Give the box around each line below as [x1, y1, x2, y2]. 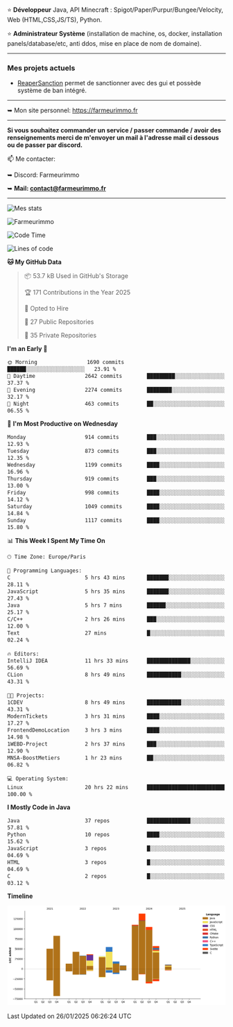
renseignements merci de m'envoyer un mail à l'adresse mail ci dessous [7, 134, 220, 142]
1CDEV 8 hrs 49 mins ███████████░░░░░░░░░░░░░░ [7, 699, 225, 706]
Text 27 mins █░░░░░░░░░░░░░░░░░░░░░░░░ [7, 630, 225, 637]
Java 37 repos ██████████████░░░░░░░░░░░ [7, 818, 225, 825]
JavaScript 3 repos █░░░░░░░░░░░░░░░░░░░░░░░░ [7, 845, 225, 852]
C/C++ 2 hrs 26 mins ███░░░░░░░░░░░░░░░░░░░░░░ [7, 616, 225, 623]
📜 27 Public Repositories [24, 318, 94, 326]
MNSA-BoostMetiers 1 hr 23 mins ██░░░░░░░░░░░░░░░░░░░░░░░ [7, 754, 225, 761]
